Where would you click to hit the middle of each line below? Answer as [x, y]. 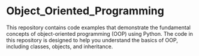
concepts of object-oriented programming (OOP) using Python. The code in [100, 33]
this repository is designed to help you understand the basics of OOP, [92, 40]
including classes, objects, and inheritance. [60, 46]
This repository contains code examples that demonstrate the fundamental [98, 27]
